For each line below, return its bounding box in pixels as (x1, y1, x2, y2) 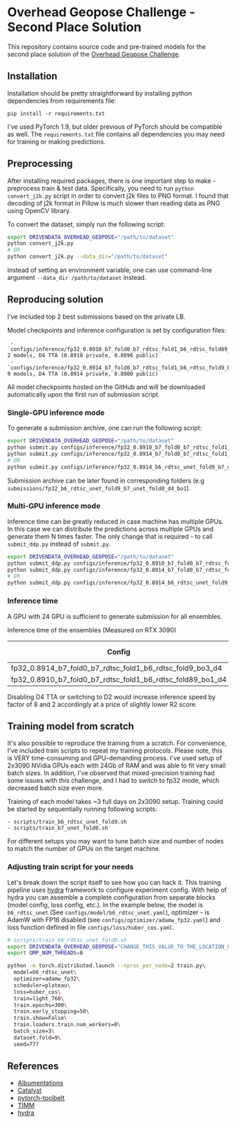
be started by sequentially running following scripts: (7, 805, 158, 813)
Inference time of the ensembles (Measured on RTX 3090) (7, 625, 177, 634)
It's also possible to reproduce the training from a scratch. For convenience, (7, 739, 227, 748)
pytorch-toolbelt (17, 1094, 65, 1102)
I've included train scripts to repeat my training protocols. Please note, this (7, 746, 223, 755)
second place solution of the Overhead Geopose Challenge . (7, 50, 181, 58)
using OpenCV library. (7, 206, 72, 215)
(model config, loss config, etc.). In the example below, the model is (7, 900, 204, 909)
